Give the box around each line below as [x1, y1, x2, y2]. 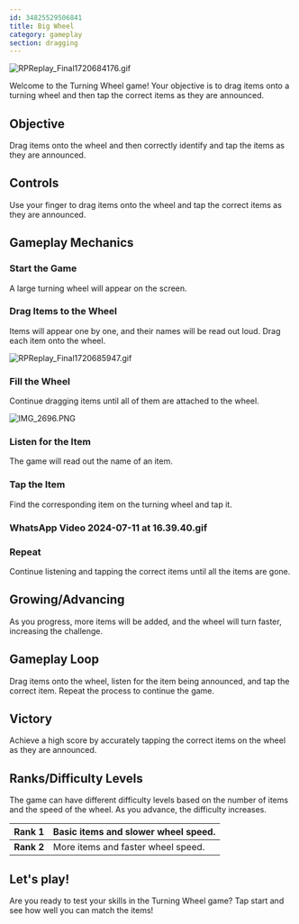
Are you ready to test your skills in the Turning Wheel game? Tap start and [9, 895, 285, 906]
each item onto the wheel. [9, 335, 106, 346]
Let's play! [9, 871, 70, 887]
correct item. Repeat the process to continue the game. [9, 685, 214, 696]
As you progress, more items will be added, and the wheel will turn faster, [9, 616, 282, 627]
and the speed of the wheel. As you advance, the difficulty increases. [9, 804, 267, 815]
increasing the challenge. [9, 625, 104, 636]
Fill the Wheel [9, 375, 70, 387]
